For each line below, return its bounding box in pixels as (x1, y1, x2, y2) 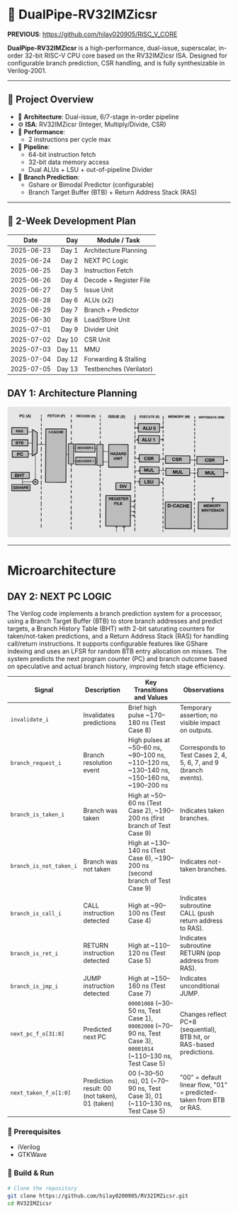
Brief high (127, 703, 157, 712)
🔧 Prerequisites (7, 1126, 62, 1136)
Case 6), (127, 854, 154, 862)
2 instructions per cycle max (28, 135, 111, 143)
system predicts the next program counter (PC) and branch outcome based (7, 655, 227, 663)
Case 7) (127, 989, 152, 997)
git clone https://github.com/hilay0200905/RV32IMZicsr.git (7, 1192, 189, 1200)
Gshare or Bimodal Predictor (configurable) (28, 180, 154, 189)
